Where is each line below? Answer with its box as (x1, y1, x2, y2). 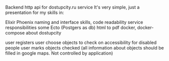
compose (5, 30, 25, 35)
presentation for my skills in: (5, 9, 64, 15)
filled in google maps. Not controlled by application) (5, 50, 113, 56)
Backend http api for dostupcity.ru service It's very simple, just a (5, 4, 140, 10)
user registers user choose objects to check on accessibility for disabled (5, 39, 157, 45)
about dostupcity (26, 30, 62, 35)
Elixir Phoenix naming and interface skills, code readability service (5, 19, 143, 25)
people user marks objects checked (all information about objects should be (5, 45, 164, 50)
